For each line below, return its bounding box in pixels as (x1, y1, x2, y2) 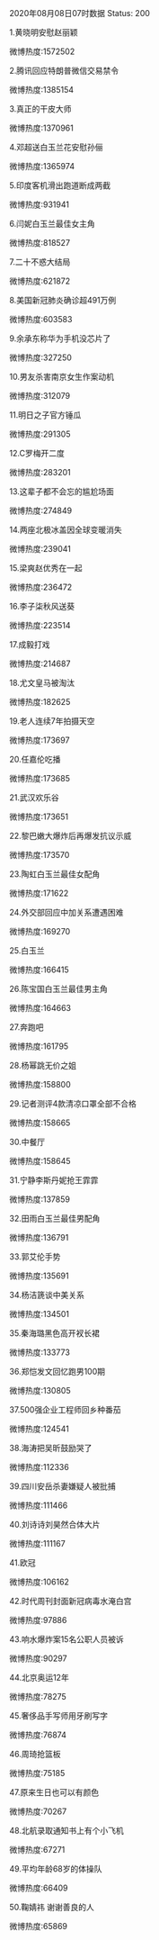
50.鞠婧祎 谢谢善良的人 (9, 1902, 94, 1912)
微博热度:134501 (9, 1309, 70, 1319)
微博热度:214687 (9, 658, 71, 669)
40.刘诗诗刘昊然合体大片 (9, 1520, 101, 1529)
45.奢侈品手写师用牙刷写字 (9, 1710, 109, 1721)
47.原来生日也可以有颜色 (9, 1787, 100, 1798)
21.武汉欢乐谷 (9, 792, 60, 803)
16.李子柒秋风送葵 (9, 601, 75, 611)
